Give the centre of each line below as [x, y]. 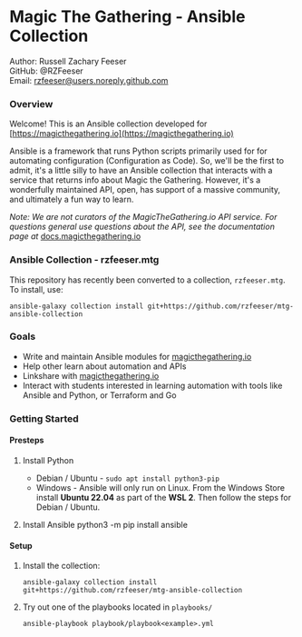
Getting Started [44, 418]
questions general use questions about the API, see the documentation [142, 227]
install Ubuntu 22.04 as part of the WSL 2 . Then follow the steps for [164, 497]
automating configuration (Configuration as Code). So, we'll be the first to [146, 161]
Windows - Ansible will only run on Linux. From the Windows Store [161, 487]
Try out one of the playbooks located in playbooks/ [117, 607]
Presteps [27, 440]
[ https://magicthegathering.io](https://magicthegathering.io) [122, 134]
